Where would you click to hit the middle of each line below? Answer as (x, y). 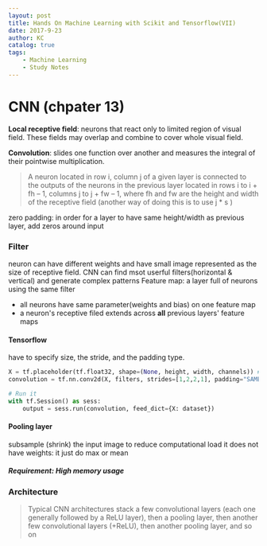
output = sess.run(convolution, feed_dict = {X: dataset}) (119, 408)
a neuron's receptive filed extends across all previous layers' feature (132, 313)
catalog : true (32, 45)
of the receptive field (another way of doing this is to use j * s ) (130, 202)
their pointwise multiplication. (56, 161)
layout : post (30, 16)
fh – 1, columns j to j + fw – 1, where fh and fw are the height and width (143, 193)
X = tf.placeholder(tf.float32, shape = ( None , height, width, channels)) (131, 372)
